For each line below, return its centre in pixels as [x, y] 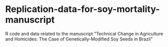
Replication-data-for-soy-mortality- [83, 9]
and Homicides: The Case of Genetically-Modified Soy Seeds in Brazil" [79, 39]
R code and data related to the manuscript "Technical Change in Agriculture [84, 33]
